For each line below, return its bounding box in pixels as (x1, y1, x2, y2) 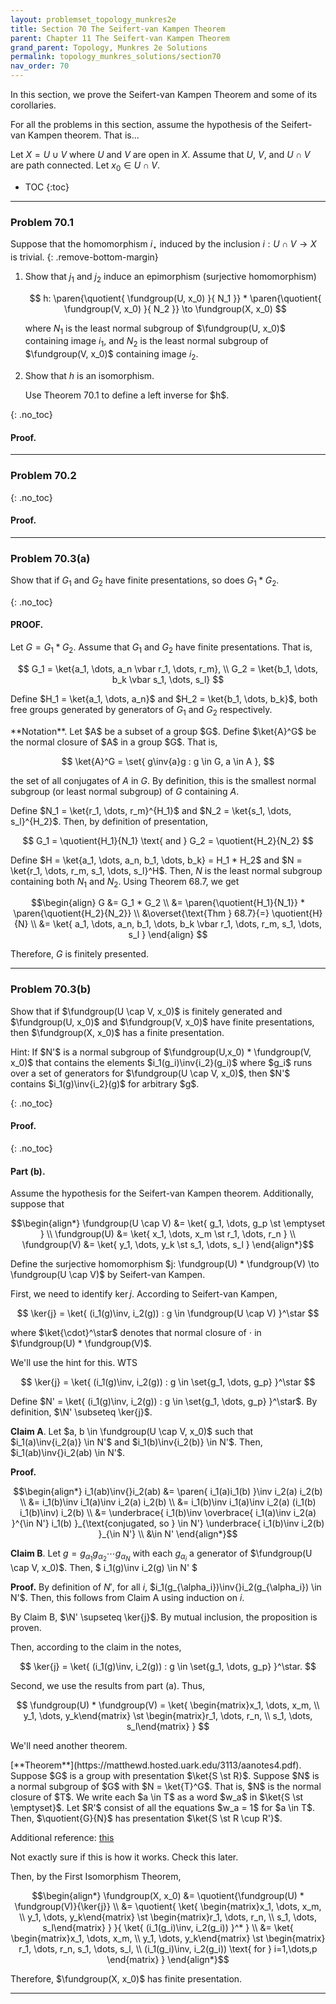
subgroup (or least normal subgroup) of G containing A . (10, 785, 240, 797)
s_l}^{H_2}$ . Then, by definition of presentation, (10, 815, 209, 827)
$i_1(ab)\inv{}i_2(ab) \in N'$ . (10, 1447, 126, 1459)
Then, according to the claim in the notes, (10, 1641, 182, 1653)
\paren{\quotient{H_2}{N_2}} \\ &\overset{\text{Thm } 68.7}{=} (13, 907, 270, 920)
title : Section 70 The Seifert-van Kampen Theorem (10, 24, 226, 34)
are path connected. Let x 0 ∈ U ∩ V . (10, 159, 160, 173)
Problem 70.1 (10, 215, 75, 229)
